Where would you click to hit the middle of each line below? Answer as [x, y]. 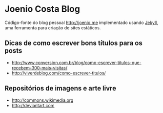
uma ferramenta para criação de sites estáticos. [53, 27]
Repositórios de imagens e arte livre [61, 88]
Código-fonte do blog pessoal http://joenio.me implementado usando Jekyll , [81, 23]
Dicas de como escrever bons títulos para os [73, 43]
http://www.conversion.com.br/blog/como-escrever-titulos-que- [77, 63]
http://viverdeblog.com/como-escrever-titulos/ [59, 73]
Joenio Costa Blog [42, 9]
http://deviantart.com [33, 105]
